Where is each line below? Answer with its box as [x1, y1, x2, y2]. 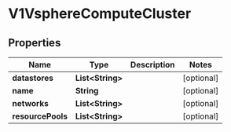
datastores [12, 72, 53, 83]
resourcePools [12, 111, 68, 122]
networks [12, 98, 49, 108]
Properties [8, 36, 61, 49]
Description [130, 60, 175, 70]
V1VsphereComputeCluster [8, 5, 192, 23]
